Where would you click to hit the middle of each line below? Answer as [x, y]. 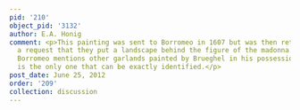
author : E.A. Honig [46, 34]
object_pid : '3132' [46, 26]
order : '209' [33, 83]
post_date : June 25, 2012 [57, 75]
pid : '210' [29, 17]
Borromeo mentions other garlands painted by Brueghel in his [135, 59]
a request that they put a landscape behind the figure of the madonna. [155, 51]
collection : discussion [54, 91]
